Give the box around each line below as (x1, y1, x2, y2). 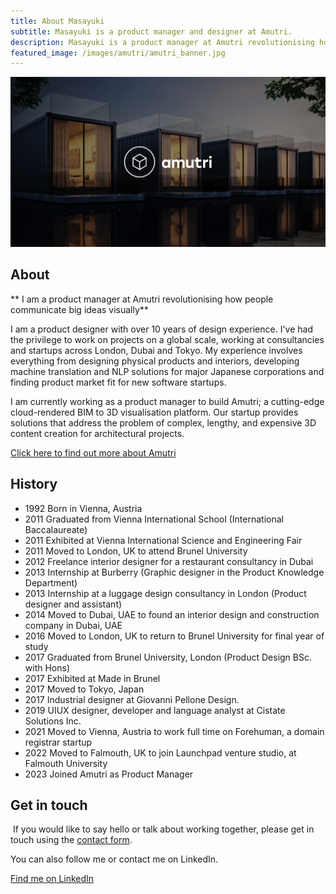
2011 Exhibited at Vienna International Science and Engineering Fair (24, 534, 303, 546)
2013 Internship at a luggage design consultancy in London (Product (24, 587, 307, 599)
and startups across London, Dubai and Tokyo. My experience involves (10, 344, 303, 356)
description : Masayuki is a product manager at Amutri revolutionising (10, 37, 315, 47)
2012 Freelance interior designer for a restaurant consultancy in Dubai (24, 555, 314, 567)
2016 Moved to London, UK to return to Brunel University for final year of (24, 630, 325, 642)
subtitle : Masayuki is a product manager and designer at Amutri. (10, 26, 293, 37)
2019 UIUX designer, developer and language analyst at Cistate (24, 704, 286, 716)
